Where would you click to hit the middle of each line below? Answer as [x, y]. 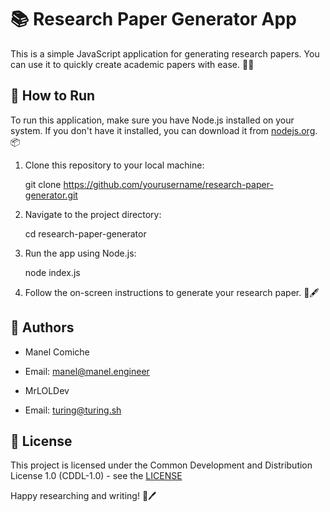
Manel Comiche [57, 352]
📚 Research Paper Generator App [153, 19]
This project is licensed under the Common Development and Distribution [161, 465]
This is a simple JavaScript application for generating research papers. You [165, 53]
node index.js [52, 272]
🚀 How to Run [53, 96]
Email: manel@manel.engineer [87, 371]
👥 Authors [42, 327]
